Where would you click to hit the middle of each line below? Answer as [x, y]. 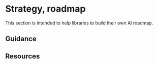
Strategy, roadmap [45, 9]
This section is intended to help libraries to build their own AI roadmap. [79, 23]
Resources [23, 56]
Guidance [21, 39]
